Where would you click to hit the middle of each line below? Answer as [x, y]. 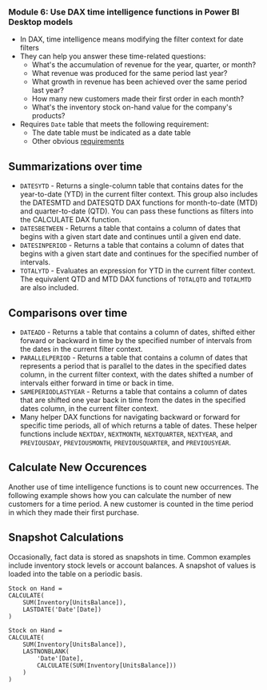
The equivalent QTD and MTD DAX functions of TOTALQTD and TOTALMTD [135, 279]
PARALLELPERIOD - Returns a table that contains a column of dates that [133, 357]
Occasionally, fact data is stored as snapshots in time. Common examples [130, 556]
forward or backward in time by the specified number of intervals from [135, 340]
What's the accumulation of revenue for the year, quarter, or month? [144, 65]
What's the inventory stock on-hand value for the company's [132, 107]
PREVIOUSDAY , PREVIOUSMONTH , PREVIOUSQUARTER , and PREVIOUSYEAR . [126, 442]
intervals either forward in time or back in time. [97, 383]
